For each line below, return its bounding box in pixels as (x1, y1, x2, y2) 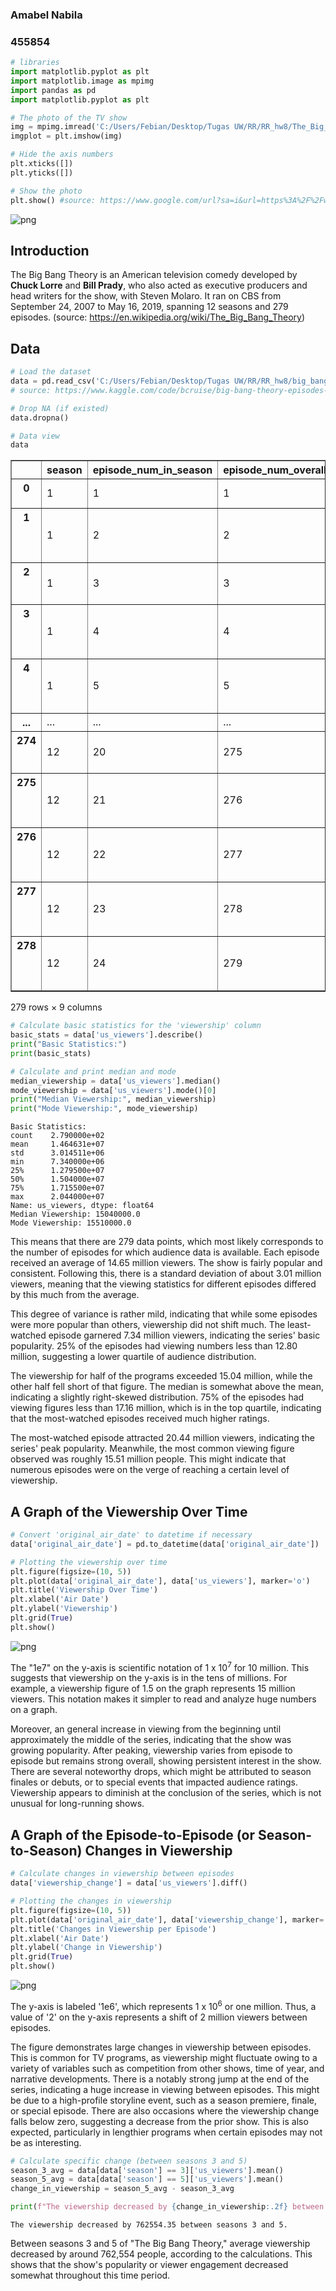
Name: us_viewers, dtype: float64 (10, 1201, 155, 1211)
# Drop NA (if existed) (10, 403, 110, 413)
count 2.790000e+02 (10, 1131, 105, 1141)
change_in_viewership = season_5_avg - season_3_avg (10, 2184, 235, 2194)
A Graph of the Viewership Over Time (10, 1503, 248, 1520)
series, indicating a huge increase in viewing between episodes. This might (10, 2083, 320, 2095)
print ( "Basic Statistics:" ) (10, 1039, 128, 1050)
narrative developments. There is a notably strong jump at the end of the (10, 2073, 310, 2085)
